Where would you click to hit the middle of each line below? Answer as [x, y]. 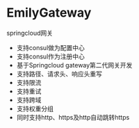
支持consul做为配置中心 [50, 47]
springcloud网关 [30, 33]
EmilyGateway [49, 13]
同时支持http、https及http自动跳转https [73, 117]
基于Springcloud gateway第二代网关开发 [74, 65]
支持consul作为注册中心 [50, 56]
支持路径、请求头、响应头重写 [59, 74]
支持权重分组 [35, 109]
